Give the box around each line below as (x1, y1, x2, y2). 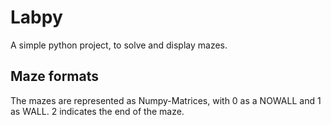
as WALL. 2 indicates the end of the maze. (10, 105, 185, 117)
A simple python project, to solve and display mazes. (10, 39, 228, 51)
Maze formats (10, 68, 99, 85)
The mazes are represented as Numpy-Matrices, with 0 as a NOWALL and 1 (10, 94, 322, 106)
